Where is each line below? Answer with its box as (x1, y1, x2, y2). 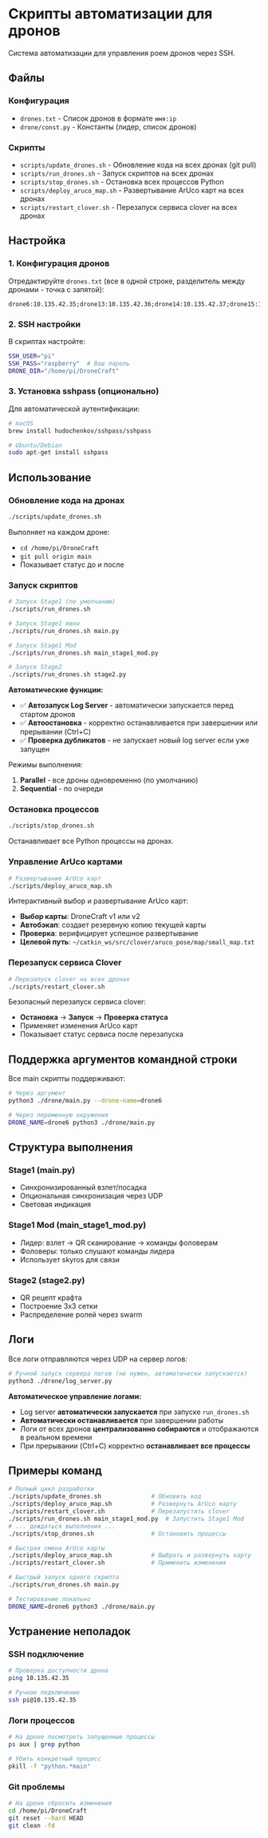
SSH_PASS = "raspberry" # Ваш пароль (8, 359, 130, 367)
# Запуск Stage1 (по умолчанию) (8, 598, 116, 606)
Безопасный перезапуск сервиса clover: (8, 997, 146, 1007)
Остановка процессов (8, 804, 100, 815)
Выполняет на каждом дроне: (8, 527, 110, 537)
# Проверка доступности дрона (8, 1666, 109, 1675)
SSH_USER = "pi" (8, 352, 56, 360)
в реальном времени (19, 1432, 93, 1442)
